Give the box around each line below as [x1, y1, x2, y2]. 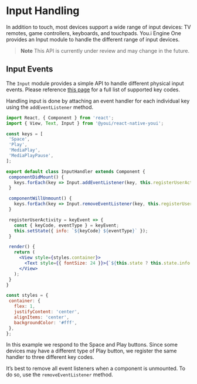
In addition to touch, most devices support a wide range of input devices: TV [6, 23, 191, 30]
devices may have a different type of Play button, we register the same [6, 347, 177, 355]
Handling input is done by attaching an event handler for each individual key [6, 97, 190, 104]
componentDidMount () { [8, 174, 64, 180]
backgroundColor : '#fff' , [13, 320, 77, 325]
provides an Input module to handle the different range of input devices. [6, 36, 180, 43]
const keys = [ [6, 131, 43, 137]
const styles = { [6, 293, 49, 299]
